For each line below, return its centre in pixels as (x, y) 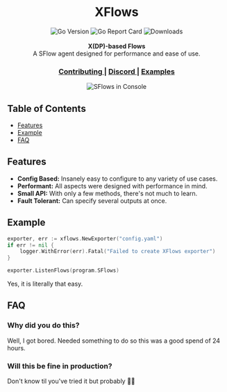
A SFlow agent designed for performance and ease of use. (117, 54)
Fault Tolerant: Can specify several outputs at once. (92, 201)
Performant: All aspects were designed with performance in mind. (112, 186)
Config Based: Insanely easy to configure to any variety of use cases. (117, 179)
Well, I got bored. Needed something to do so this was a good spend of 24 (114, 341)
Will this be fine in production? (60, 366)
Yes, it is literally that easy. (45, 284)
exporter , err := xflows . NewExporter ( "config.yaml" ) (85, 238)
